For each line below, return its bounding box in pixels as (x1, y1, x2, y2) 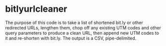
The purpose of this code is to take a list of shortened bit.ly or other (5, 20, 144, 25)
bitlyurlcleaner (5, 3, 67, 15)
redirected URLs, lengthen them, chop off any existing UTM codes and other (5, 24, 161, 30)
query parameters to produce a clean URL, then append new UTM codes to (5, 30, 160, 36)
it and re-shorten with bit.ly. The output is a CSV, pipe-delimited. (5, 35, 137, 41)
